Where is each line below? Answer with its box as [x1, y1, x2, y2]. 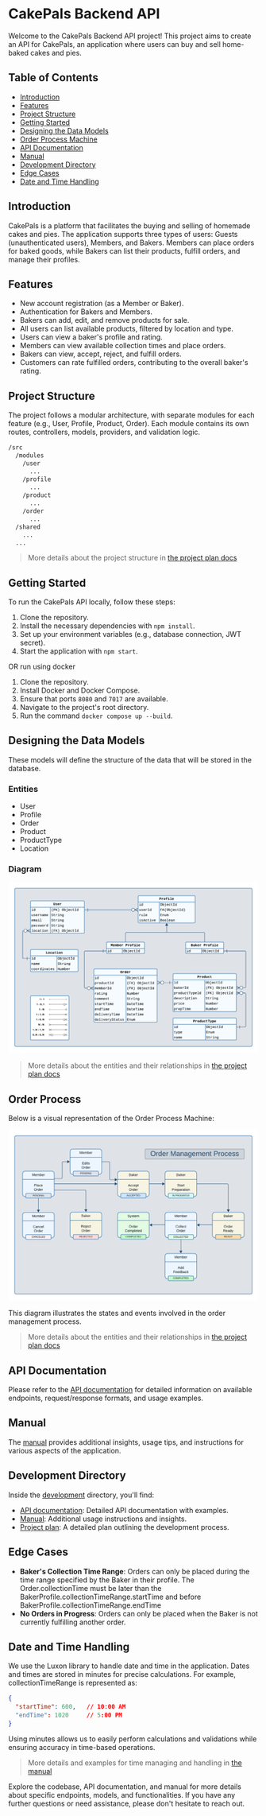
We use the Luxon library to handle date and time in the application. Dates [8, 1661, 250, 1670]
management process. [8, 1317, 82, 1326]
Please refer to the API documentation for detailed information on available [8, 1385, 253, 1395]
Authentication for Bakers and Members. [19, 307, 153, 316]
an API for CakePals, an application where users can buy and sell [8, 39, 221, 49]
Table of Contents [8, 71, 99, 84]
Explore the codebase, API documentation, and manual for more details [8, 1782, 242, 1791]
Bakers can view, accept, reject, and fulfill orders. [19, 349, 182, 359]
